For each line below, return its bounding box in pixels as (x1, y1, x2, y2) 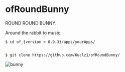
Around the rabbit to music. (5, 29, 62, 35)
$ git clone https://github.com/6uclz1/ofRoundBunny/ (5, 52, 120, 57)
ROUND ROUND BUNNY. (5, 20, 57, 26)
